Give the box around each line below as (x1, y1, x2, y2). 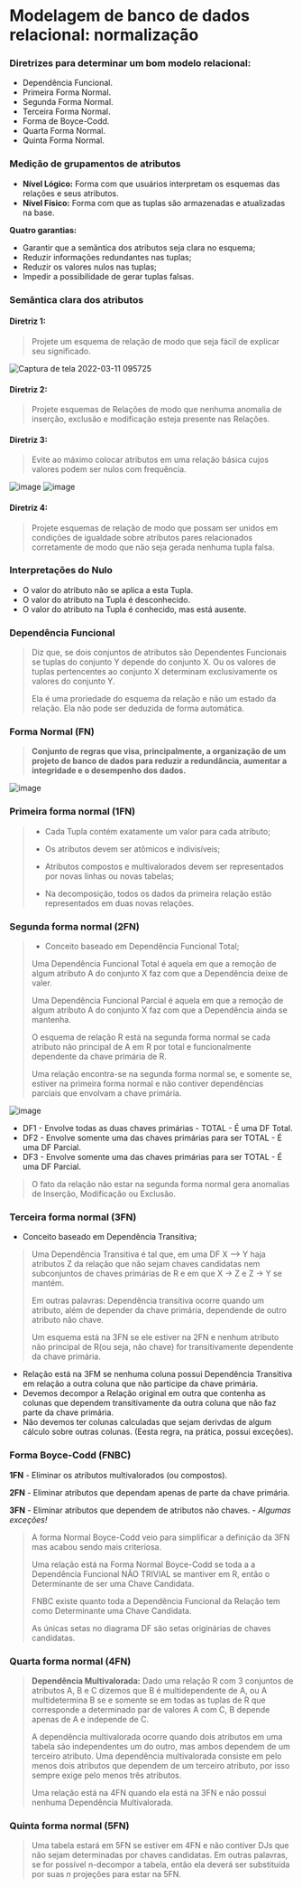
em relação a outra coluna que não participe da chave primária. (22, 1378, 259, 1389)
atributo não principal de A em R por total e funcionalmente (31, 1042, 252, 1052)
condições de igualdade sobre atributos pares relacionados (31, 532, 253, 543)
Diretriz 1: (9, 316, 47, 326)
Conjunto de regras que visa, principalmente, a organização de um (31, 746, 287, 757)
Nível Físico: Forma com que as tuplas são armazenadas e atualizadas (22, 197, 286, 208)
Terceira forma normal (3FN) (9, 1211, 137, 1223)
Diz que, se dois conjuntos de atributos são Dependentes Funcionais (31, 647, 287, 658)
